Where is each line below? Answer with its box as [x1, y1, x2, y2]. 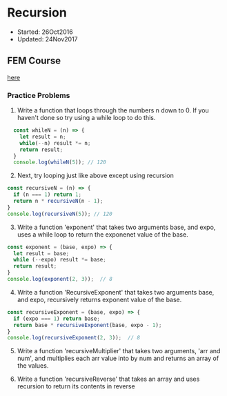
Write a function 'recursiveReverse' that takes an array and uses [17, 375, 200, 384]
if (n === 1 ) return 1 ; [13, 191, 81, 198]
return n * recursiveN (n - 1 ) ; [13, 198, 103, 205]
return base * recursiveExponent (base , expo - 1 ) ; [13, 321, 162, 328]
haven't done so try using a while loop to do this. [17, 114, 156, 122]
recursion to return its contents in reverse [17, 382, 136, 390]
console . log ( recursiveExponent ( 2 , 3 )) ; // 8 [7, 335, 140, 341]
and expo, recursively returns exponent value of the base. [17, 295, 182, 304]
